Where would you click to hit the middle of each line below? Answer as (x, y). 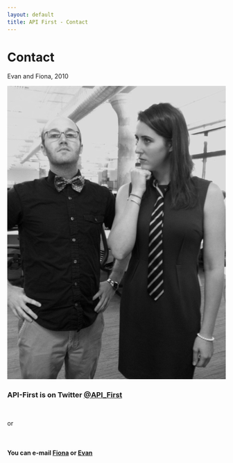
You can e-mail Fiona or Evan (50, 453)
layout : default (31, 15)
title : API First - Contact (48, 22)
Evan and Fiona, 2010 (38, 76)
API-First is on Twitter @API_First (65, 394)
